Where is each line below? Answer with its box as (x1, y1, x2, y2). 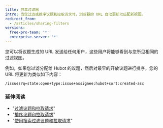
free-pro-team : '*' (9, 30, 50, 35)
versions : (5, 26, 26, 30)
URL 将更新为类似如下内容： (5, 71, 63, 77)
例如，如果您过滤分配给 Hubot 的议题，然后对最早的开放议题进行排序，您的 (5, 65, 159, 71)
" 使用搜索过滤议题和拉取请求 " (12, 118, 73, 124)
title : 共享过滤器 (5, 7, 39, 12)
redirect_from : (5, 16, 36, 21)
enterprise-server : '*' (9, 35, 58, 40)
